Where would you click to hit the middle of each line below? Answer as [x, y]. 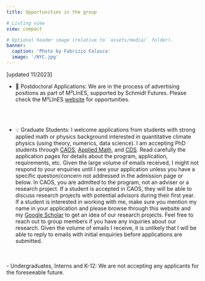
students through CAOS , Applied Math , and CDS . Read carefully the [100, 149]
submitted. [29, 241]
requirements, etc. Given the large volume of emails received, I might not [107, 163]
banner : [16, 46]
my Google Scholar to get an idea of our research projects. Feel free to [104, 215]
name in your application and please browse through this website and [103, 208]
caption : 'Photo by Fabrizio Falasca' [61, 52]
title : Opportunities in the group [52, 12]
